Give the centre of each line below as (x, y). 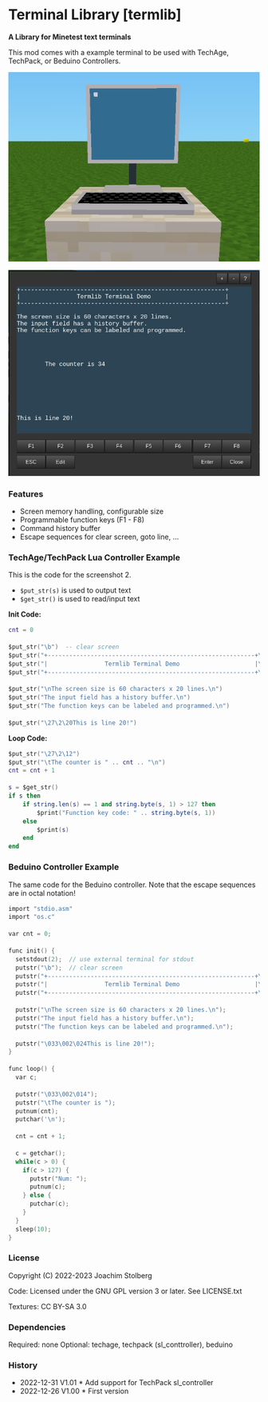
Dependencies (37, 1327)
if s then (25, 796)
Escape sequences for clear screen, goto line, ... (99, 537)
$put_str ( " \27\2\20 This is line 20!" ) (73, 723)
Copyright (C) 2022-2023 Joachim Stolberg (81, 1275)
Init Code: (25, 614)
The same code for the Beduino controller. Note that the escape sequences (132, 885)
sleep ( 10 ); (33, 1229)
